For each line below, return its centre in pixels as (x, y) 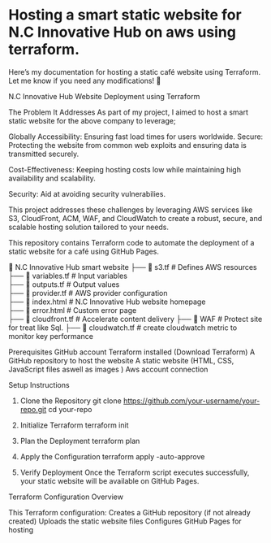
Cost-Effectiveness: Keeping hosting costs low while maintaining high (125, 169)
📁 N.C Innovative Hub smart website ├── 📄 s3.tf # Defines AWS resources (133, 267)
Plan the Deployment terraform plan (80, 441)
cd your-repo (70, 409)
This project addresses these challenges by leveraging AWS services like (131, 210)
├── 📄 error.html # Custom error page (73, 310)
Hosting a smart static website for (125, 15)
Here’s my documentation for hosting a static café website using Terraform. (135, 72)
